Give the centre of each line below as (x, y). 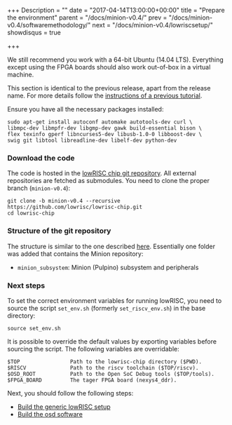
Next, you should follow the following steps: (70, 393)
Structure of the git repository (59, 231)
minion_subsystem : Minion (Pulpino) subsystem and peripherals (108, 267)
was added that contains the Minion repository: (75, 254)
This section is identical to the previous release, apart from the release (109, 88)
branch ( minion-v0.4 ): (39, 188)
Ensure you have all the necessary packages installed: (86, 109)
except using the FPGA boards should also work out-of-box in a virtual (109, 67)
